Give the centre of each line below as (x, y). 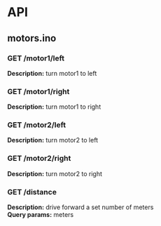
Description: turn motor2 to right (55, 173)
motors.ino (32, 38)
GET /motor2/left (37, 125)
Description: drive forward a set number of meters (80, 207)
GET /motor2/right (39, 159)
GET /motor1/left (36, 58)
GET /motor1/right (38, 91)
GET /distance (32, 192)
